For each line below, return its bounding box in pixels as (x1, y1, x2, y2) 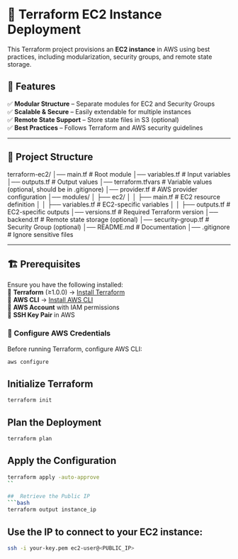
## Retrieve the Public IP (7, 493, 91, 500)
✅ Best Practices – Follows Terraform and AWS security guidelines (7, 123, 203, 132)
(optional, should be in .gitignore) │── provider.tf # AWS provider (7, 184, 198, 194)
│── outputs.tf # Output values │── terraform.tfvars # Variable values (7, 177, 212, 186)
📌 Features (7, 81, 56, 93)
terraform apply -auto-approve (7, 473, 100, 481)
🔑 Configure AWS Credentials (7, 328, 111, 338)
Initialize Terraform (7, 377, 93, 389)
